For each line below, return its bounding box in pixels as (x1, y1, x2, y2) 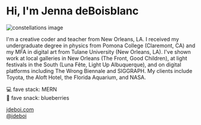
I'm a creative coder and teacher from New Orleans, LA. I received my (6, 35, 179, 42)
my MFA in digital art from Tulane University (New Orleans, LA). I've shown (6, 48, 191, 55)
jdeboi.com (6, 106, 34, 113)
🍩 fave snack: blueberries (6, 94, 70, 101)
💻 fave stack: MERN (6, 86, 57, 93)
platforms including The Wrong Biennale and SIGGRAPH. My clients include (6, 67, 193, 74)
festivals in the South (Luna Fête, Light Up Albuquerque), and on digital (6, 61, 182, 68)
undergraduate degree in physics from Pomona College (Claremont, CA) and (6, 42, 196, 49)
